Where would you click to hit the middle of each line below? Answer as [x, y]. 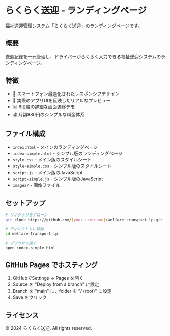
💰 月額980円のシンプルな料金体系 [49, 114]
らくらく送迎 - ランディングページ [76, 10]
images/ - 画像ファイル [36, 185]
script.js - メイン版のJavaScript [48, 173]
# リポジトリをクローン [26, 215]
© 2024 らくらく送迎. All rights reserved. [49, 328]
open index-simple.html [31, 248]
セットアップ [25, 203]
